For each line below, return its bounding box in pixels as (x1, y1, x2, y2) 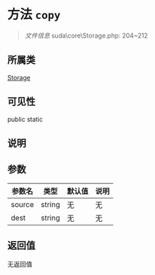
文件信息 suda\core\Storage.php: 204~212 (24, 31, 149, 40)
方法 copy (7, 6, 61, 23)
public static (7, 115, 44, 123)
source (11, 199, 34, 209)
